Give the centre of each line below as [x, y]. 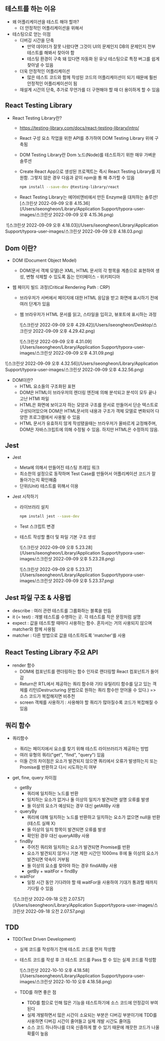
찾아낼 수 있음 [40, 65]
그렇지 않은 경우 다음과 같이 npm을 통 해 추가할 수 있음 [82, 177]
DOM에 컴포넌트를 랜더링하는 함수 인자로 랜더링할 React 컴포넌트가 [84, 671]
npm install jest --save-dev [49, 517]
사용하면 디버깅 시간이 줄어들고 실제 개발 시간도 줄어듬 [79, 1021]
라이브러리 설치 [34, 507]
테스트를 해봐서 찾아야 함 [51, 52]
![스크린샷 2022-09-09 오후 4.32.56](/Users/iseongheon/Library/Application [82, 363]
